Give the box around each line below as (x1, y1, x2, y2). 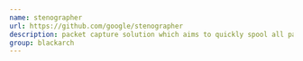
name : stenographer (9, 13, 83, 22)
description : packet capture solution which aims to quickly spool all (9, 30, 284, 39)
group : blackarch (9, 38, 75, 48)
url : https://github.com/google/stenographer (9, 22, 183, 30)
